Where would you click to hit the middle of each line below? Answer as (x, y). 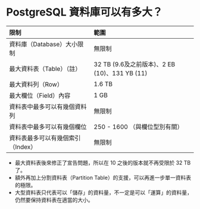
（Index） (23, 146)
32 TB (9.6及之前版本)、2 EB (135, 64)
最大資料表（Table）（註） (45, 68)
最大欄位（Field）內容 (40, 95)
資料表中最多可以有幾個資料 (48, 107)
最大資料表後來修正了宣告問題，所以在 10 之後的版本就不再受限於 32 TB (103, 163)
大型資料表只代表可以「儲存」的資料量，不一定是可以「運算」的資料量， (103, 192)
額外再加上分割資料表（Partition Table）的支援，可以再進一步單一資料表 (103, 177)
